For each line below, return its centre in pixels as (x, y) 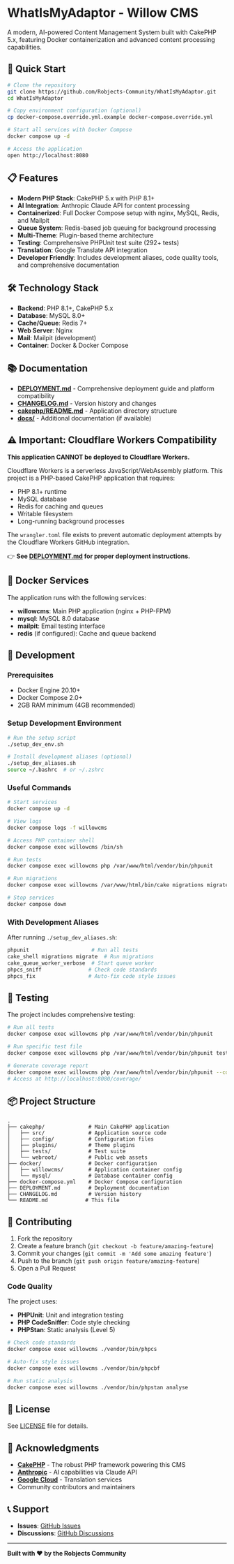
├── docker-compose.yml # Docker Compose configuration (95, 1182)
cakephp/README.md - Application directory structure (97, 411)
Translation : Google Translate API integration (82, 250)
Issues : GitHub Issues (49, 1526)
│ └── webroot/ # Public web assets (78, 1157)
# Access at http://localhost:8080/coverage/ (74, 1079)
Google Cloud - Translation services (70, 1479)
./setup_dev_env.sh (36, 744)
